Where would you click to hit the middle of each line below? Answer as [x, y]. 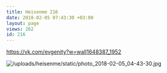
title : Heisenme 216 [32, 12]
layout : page [23, 23]
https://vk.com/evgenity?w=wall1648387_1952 [64, 52]
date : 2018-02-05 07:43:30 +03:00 [50, 18]
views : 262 [20, 29]
